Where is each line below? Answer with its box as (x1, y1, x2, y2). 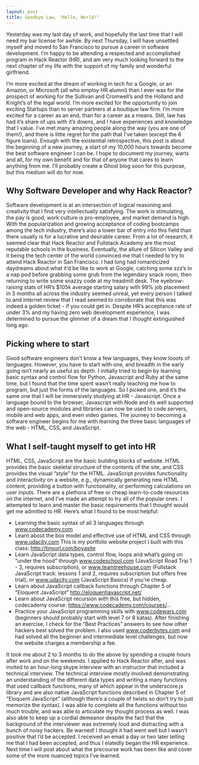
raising (6, 284, 23, 291)
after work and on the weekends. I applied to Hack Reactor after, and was (6, 657, 186, 664)
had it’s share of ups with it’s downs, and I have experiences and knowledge (6, 118, 192, 125)
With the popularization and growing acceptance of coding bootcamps (6, 221, 179, 228)
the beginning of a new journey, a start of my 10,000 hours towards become (6, 143, 192, 151)
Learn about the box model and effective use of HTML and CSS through (14, 532, 191, 539)
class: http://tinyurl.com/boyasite (14, 544, 96, 551)
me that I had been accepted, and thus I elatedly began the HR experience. (6, 739, 189, 747)
